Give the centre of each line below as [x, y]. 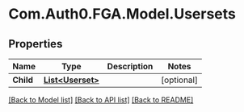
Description [130, 66]
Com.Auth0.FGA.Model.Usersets [122, 14]
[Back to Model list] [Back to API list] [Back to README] [101, 100]
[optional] [179, 80]
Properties [36, 44]
